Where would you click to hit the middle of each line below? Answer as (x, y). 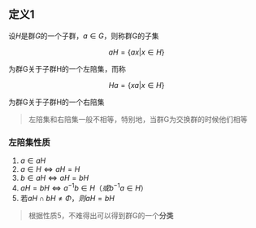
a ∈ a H (33, 160)
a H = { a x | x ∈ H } (137, 52)
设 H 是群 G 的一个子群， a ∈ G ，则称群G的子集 (84, 36)
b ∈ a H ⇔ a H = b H (54, 178)
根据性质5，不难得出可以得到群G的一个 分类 (101, 215)
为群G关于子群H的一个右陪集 (56, 102)
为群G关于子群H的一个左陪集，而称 (67, 68)
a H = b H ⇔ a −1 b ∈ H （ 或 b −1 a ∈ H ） (84, 187)
